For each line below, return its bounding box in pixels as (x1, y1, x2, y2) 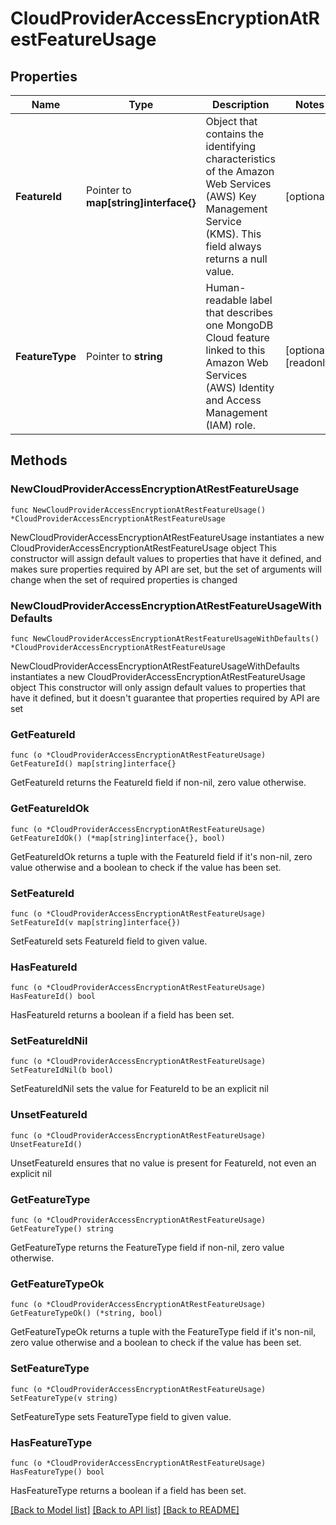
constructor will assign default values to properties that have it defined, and (10, 552, 322, 564)
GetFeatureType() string (10, 1224, 114, 1234)
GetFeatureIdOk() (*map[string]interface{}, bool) (10, 833, 226, 843)
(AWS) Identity (205, 381, 275, 394)
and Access (205, 393, 262, 407)
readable (205, 293, 248, 307)
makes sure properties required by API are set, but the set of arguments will (10, 563, 322, 575)
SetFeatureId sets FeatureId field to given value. (10, 935, 208, 947)
